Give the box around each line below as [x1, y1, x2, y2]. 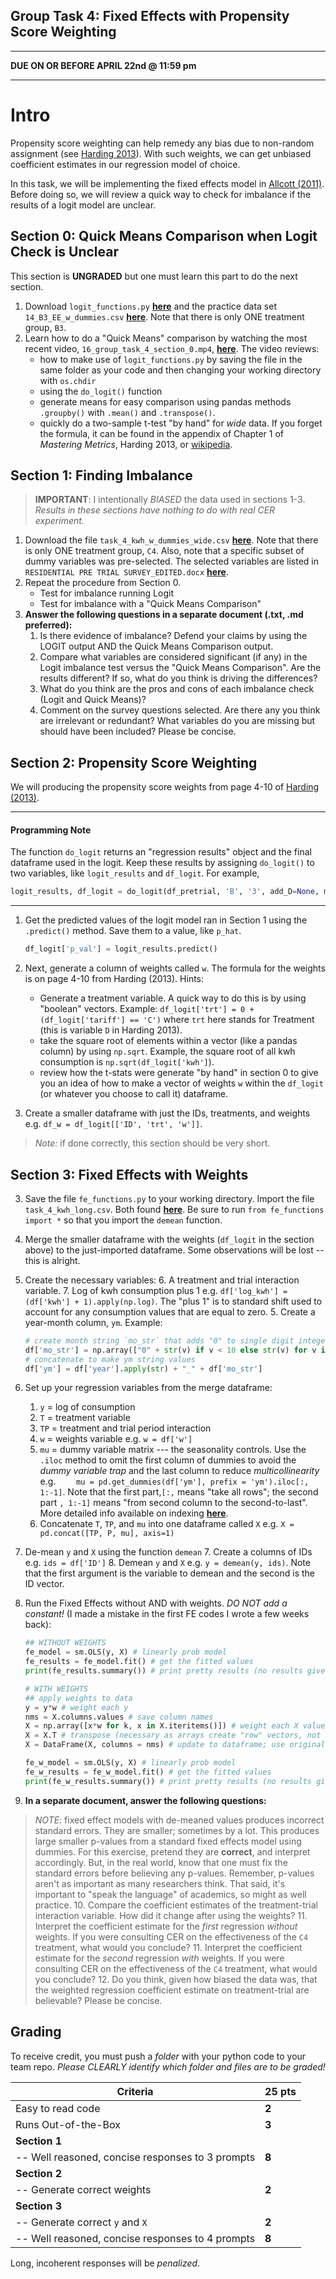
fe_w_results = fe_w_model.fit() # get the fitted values [24, 1767, 272, 1777]
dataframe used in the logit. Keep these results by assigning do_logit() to [10, 857, 315, 869]
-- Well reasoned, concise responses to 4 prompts [15, 2231, 256, 2245]
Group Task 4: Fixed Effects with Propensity [10, 8, 290, 25]
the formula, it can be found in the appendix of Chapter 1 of [39, 427, 284, 439]
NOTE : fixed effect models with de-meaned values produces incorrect [34, 1814, 325, 1826]
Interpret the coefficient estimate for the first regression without [34, 1920, 298, 1932]
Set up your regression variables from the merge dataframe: [24, 1382, 273, 1394]
